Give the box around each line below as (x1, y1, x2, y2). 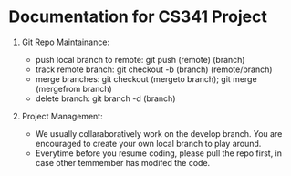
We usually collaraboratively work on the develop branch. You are (35, 128, 283, 139)
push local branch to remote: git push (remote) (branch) (35, 54, 245, 65)
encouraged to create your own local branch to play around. (35, 138, 262, 149)
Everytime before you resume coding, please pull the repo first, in (35, 148, 283, 159)
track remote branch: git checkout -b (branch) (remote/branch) (35, 64, 273, 75)
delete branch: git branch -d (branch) (35, 93, 176, 104)
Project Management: (21, 110, 103, 121)
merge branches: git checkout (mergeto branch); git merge (35, 73, 257, 84)
